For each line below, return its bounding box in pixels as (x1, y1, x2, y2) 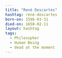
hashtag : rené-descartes (5, 12, 57, 17)
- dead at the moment (10, 45, 55, 50)
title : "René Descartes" (5, 7, 57, 13)
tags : (5, 31, 17, 36)
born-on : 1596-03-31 (5, 17, 49, 22)
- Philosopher (10, 36, 39, 41)
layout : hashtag (5, 26, 39, 31)
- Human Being (10, 40, 39, 45)
